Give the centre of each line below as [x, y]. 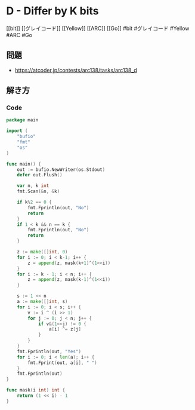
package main [22, 120]
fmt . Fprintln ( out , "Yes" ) [49, 351]
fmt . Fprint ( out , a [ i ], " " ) [62, 363]
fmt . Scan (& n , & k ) [38, 192]
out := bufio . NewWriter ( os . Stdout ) [61, 169]
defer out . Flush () [40, 175]
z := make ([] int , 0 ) [42, 252]
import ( [17, 131]
